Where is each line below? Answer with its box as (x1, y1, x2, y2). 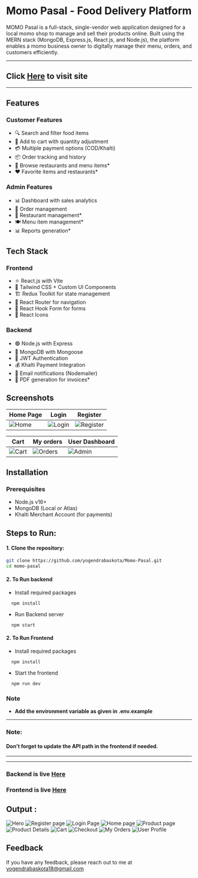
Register (77, 410, 102, 419)
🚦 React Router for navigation (14, 299, 87, 306)
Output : (6, 804, 37, 814)
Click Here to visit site (6, 71, 88, 81)
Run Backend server (14, 610, 64, 617)
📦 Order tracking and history (14, 153, 87, 160)
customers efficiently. (6, 48, 59, 55)
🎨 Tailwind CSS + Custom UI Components (14, 284, 116, 291)
